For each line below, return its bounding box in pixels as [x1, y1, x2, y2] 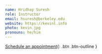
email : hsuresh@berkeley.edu [5, 16, 65, 21]
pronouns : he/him [5, 30, 41, 35]
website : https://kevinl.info [5, 21, 68, 26]
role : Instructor [5, 12, 41, 17]
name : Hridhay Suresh [5, 7, 50, 12]
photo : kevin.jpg [5, 26, 41, 30]
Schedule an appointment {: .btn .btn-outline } [5, 44, 98, 49]
